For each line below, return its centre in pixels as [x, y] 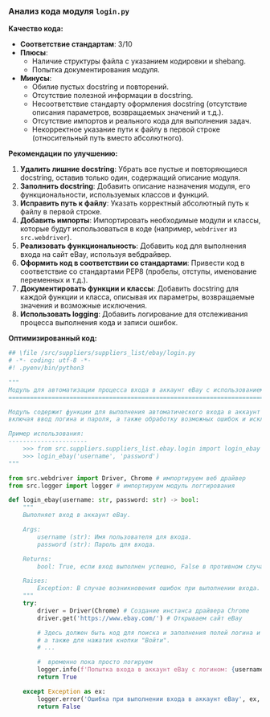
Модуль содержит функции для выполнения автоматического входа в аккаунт [135, 412]
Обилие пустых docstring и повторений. [100, 87]
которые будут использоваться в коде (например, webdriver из [128, 229]
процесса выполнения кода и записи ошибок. [99, 323]
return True [57, 677]
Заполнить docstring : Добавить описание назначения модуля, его [135, 186]
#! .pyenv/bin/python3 [46, 368]
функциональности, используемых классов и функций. [115, 195]
